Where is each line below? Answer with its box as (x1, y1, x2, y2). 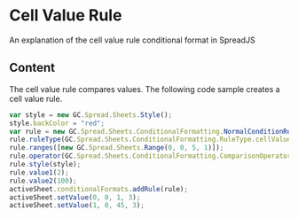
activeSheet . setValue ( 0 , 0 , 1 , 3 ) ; (9, 192, 141, 202)
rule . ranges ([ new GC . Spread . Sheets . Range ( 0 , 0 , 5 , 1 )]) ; (9, 144, 224, 152)
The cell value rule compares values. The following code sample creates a (9, 83, 281, 94)
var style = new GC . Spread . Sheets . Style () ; (9, 110, 173, 120)
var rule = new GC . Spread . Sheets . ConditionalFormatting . (9, 127, 224, 136)
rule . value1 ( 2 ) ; (9, 167, 69, 177)
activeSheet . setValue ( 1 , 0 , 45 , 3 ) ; (9, 201, 145, 210)
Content (9, 60, 56, 75)
